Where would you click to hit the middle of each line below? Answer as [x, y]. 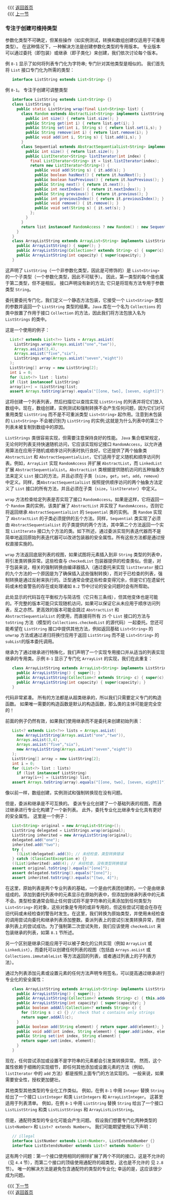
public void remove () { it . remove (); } [77, 203]
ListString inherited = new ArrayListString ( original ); [72, 835]
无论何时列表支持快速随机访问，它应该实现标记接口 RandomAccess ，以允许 [81, 444]
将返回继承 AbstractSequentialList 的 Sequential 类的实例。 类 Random [79, 512]
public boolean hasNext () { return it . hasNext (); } [90, 175]
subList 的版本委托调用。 [31, 641]
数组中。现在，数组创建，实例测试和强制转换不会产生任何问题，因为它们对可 [85, 408]
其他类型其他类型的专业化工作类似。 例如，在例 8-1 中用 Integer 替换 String [85, 1090]
